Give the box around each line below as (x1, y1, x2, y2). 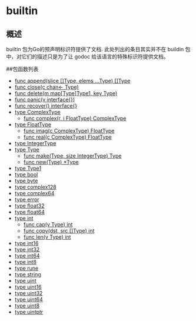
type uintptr (14, 309, 44, 315)
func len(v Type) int (23, 233, 71, 240)
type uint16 (14, 283, 42, 290)
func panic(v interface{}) (14, 96, 75, 103)
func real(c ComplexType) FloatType (23, 133, 112, 141)
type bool (14, 171, 38, 178)
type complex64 (14, 190, 55, 196)
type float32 (14, 202, 45, 209)
